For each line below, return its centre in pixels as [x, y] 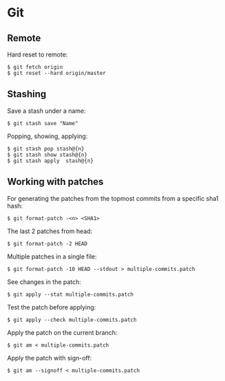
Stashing [27, 94]
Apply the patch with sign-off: [50, 358]
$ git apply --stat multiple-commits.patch [71, 294]
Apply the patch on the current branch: [62, 332]
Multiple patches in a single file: [52, 257]
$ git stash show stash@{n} [47, 155]
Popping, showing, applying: [47, 136]
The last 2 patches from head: [50, 231]
